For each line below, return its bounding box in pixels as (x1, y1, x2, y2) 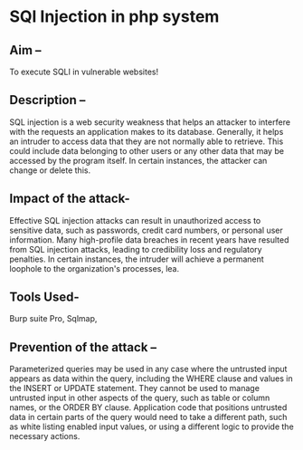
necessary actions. (9, 431, 80, 442)
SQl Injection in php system (9, 6, 220, 27)
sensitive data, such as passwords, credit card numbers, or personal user (9, 225, 283, 235)
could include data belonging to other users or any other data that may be (9, 145, 285, 156)
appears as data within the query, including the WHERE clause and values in (9, 373, 293, 384)
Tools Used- (9, 290, 80, 305)
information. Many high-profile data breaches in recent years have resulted (9, 234, 289, 245)
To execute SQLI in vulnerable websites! (9, 66, 159, 77)
